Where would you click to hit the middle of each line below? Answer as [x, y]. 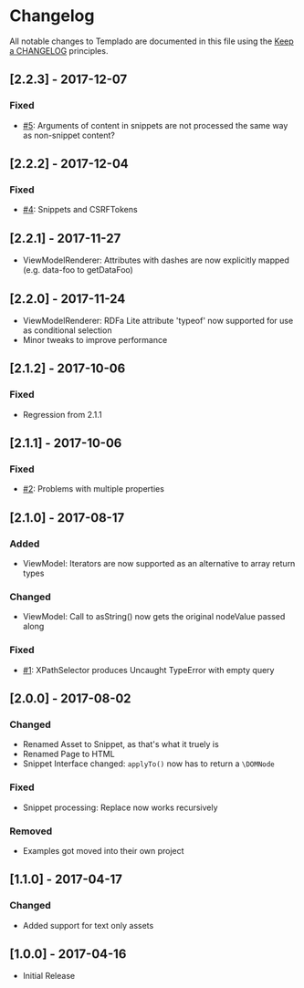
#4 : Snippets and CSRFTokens [80, 210]
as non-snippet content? [69, 135]
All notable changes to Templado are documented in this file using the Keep [152, 41]
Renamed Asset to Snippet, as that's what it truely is [121, 744]
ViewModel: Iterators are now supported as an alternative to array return [159, 563]
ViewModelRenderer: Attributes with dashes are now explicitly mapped [156, 260]
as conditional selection [67, 330]
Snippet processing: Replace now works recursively [120, 807]
